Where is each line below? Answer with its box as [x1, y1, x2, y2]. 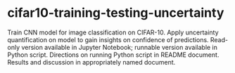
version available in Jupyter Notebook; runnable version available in [20, 43, 218, 51]
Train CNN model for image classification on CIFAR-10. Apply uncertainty [7, 28, 220, 36]
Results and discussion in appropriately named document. [7, 58, 176, 66]
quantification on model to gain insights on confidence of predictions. [7, 35, 209, 44]
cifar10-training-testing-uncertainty [7, 5, 224, 21]
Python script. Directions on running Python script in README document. [7, 51, 220, 59]
